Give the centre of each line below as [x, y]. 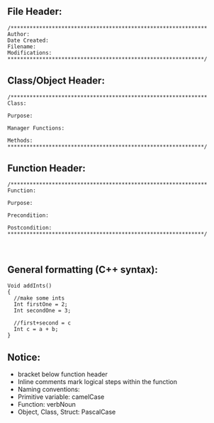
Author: [19, 34]
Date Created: [28, 40]
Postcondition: [30, 228]
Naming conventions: [49, 390]
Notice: [24, 357]
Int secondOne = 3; [43, 311]
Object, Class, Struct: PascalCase [67, 412]
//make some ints [39, 298]
